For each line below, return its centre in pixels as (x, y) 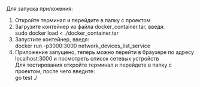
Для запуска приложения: (40, 9)
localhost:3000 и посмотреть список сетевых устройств (87, 58)
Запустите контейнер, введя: (52, 39)
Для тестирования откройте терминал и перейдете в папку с (93, 65)
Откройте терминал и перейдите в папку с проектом (83, 20)
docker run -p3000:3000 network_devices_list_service (83, 46)
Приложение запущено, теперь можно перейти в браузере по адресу (104, 52)
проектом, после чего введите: (55, 71)
